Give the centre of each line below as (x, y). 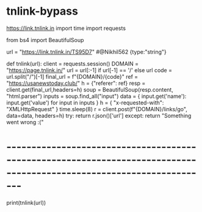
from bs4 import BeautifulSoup (45, 40)
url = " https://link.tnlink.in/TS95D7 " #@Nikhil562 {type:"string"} (86, 52)
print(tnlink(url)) (26, 202)
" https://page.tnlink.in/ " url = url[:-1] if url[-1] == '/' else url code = (89, 70)
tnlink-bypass (42, 11)
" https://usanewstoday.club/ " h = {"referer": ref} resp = (76, 83)
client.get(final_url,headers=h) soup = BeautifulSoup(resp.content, (90, 89)
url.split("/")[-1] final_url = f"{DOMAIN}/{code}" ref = (72, 76)
